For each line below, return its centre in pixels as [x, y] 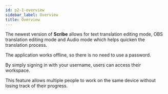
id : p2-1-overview [25, 10]
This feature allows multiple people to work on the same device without [81, 81]
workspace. [18, 70]
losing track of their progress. [37, 86]
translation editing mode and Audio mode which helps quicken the [75, 40]
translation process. [26, 45]
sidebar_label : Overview [32, 15]
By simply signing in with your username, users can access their [73, 65]
